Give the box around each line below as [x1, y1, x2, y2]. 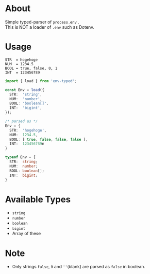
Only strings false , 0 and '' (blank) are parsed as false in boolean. [12, 264, 146, 270]
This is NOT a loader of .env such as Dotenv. [5, 24, 95, 30]
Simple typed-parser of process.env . [5, 19, 80, 25]
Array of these [12, 231, 41, 237]
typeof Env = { [5, 155, 36, 160]
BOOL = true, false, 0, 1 [5, 66, 57, 71]
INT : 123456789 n [9, 142, 45, 146]
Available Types [5, 194, 71, 205]
